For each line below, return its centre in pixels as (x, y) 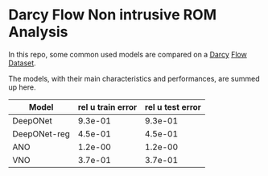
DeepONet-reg (41, 133)
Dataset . (22, 63)
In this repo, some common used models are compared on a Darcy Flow (128, 54)
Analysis (38, 32)
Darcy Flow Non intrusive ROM (113, 15)
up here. (22, 87)
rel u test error (173, 107)
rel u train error (107, 107)
